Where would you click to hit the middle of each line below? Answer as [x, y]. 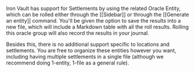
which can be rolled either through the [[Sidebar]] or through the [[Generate [97, 15]
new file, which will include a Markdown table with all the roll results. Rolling [97, 27]
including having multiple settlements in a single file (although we [85, 57]
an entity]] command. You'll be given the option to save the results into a [94, 21]
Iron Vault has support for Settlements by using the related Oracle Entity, [93, 8]
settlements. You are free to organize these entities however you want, [91, 51]
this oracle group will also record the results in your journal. [78, 33]
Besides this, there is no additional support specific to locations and [88, 44]
